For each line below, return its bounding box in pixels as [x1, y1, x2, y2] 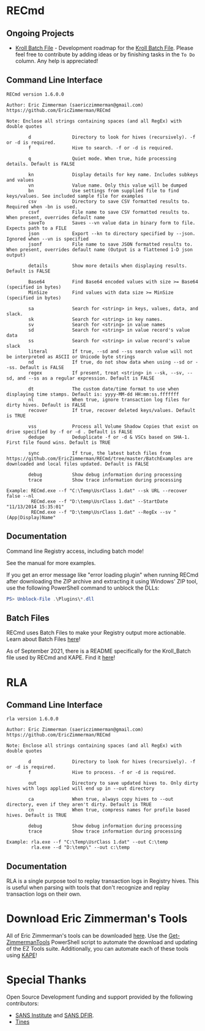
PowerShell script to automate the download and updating [51, 939, 198, 946]
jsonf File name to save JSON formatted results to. [28, 241, 193, 247]
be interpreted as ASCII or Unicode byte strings [6, 353, 136, 360]
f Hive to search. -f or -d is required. [28, 144, 174, 151]
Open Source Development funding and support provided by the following [6, 993, 193, 1000]
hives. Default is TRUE [6, 812, 67, 819]
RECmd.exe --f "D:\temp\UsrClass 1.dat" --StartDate [31, 498, 168, 504]
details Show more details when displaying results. [28, 263, 188, 269]
